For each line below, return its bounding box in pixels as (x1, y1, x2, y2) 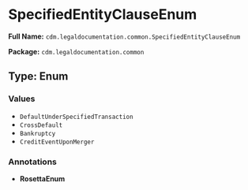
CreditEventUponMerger (19, 138, 95, 146)
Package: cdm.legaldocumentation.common (8, 47, 145, 56)
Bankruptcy (19, 129, 56, 137)
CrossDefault (19, 121, 63, 129)
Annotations (8, 156, 57, 167)
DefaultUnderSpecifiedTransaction (19, 113, 133, 121)
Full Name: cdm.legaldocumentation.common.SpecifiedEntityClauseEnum (8, 32, 241, 41)
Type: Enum (8, 69, 69, 84)
